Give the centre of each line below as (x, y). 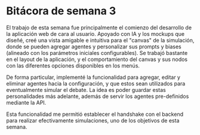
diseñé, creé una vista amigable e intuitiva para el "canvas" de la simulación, (100, 40)
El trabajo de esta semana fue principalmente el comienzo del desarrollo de (99, 27)
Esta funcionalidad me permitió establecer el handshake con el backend (95, 114)
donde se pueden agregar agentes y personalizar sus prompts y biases (94, 47)
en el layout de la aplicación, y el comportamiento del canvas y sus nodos (97, 59)
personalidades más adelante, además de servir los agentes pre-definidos (98, 96)
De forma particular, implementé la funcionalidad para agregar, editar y (93, 77)
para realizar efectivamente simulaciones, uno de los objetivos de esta (93, 120)
